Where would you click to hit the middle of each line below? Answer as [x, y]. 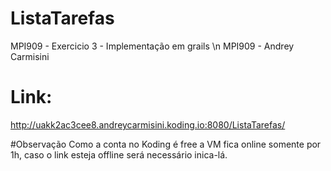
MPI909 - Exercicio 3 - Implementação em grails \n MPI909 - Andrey [152, 46]
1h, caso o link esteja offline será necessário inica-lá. [119, 154]
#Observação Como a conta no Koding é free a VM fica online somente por [166, 144]
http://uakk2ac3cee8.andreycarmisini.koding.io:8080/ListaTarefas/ [148, 124]
